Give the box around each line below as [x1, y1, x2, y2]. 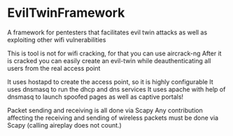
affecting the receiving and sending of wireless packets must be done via [7, 114, 219, 122]
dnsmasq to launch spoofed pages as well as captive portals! [7, 93, 184, 101]
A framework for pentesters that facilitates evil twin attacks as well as [7, 28, 208, 36]
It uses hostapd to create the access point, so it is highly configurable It [7, 77, 213, 86]
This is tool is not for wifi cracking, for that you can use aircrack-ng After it [7, 49, 222, 57]
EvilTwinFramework [7, 5, 125, 21]
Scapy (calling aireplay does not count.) [7, 121, 122, 129]
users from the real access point [7, 64, 101, 72]
